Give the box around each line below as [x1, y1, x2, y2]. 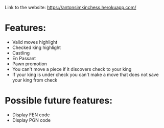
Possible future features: [5, 95, 113, 107]
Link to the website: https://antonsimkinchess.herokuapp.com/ [5, 5, 136, 10]
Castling [12, 49, 30, 56]
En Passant [12, 55, 36, 61]
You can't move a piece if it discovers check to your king [12, 66, 132, 72]
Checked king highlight [12, 44, 61, 50]
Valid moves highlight [12, 39, 58, 45]
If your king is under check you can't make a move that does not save [12, 71, 159, 78]
